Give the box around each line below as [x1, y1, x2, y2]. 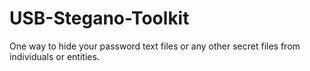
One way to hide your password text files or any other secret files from [9, 40, 301, 52]
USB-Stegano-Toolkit [9, 7, 190, 30]
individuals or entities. [9, 50, 100, 62]
